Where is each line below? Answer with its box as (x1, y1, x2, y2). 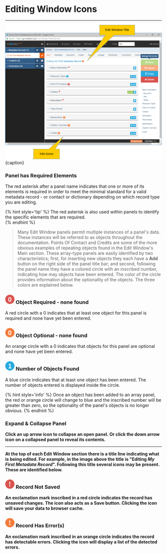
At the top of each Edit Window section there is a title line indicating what (5, 451, 160, 457)
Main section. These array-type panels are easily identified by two (17, 250, 153, 256)
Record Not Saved (15, 484, 61, 490)
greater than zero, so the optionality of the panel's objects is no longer (5, 402, 150, 408)
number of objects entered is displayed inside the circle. (5, 382, 120, 388)
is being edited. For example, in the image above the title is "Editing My (5, 456, 155, 462)
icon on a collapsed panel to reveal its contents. (5, 437, 106, 443)
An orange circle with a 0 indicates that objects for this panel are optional (5, 343, 155, 349)
